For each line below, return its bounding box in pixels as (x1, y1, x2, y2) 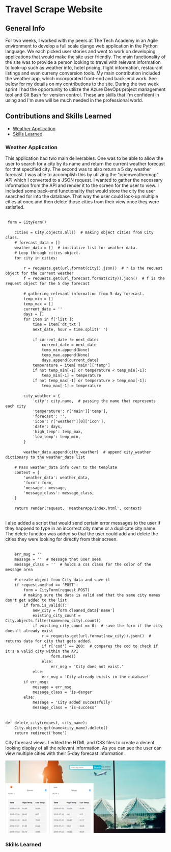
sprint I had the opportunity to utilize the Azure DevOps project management (5, 86, 166, 92)
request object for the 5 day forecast (5, 281, 90, 287)
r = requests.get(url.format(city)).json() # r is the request (23, 266, 163, 271)
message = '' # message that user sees (14, 557, 101, 562)
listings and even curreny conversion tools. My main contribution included (5, 70, 160, 76)
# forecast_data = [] (14, 240, 60, 246)
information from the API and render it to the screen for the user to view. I (5, 182, 159, 188)
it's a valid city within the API (5, 649, 79, 654)
